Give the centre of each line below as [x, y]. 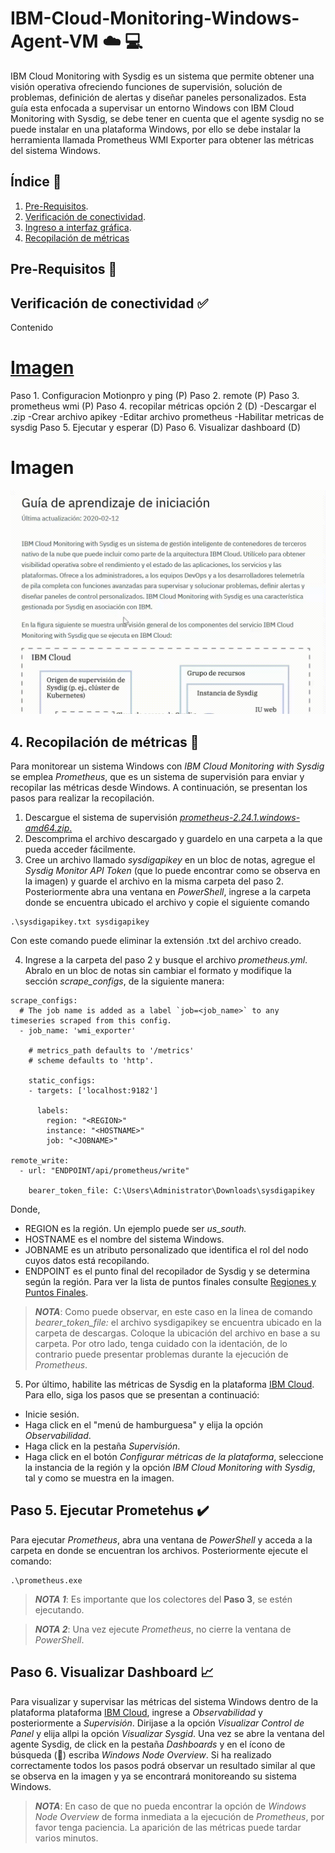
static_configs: [62, 1080]
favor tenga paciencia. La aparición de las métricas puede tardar [168, 1827]
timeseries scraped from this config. [91, 1020]
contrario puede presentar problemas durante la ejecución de [161, 1354]
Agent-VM [54, 41]
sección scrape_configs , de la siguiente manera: [124, 981]
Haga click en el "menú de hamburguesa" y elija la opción [143, 1424]
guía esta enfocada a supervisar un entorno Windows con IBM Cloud [152, 108]
